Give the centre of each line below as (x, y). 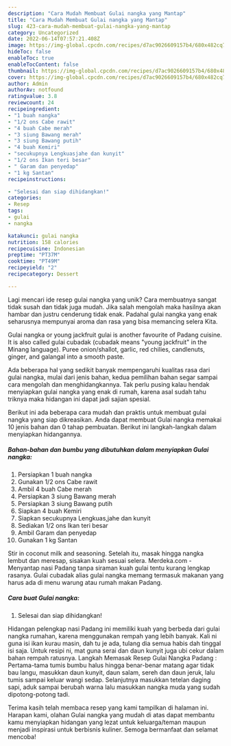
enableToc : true (31, 58)
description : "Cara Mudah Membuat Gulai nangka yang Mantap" (97, 13)
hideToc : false (29, 52)
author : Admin (28, 84)
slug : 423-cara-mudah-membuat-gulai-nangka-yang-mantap (89, 26)
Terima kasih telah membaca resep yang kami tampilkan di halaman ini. (108, 708)
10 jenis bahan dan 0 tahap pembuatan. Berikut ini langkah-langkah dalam (112, 426)
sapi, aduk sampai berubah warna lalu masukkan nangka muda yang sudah (114, 687)
